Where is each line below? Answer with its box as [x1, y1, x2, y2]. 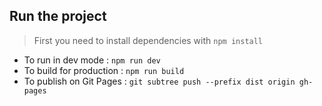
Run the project [9, 8, 107, 25]
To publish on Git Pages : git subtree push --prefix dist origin [23, 75, 296, 87]
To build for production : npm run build [23, 64, 185, 76]
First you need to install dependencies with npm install [33, 34, 264, 46]
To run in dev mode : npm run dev [23, 54, 161, 66]
